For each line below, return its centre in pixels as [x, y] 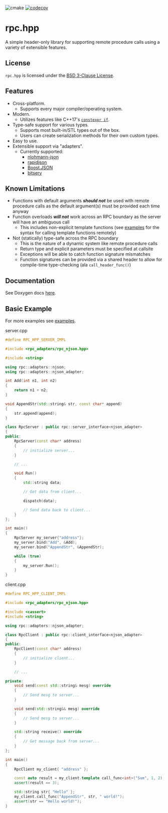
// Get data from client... [52, 492]
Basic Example [29, 309]
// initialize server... [49, 451]
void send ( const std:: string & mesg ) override [63, 686]
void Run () [26, 473]
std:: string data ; [42, 483]
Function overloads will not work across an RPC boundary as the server [87, 217]
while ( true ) [28, 556]
